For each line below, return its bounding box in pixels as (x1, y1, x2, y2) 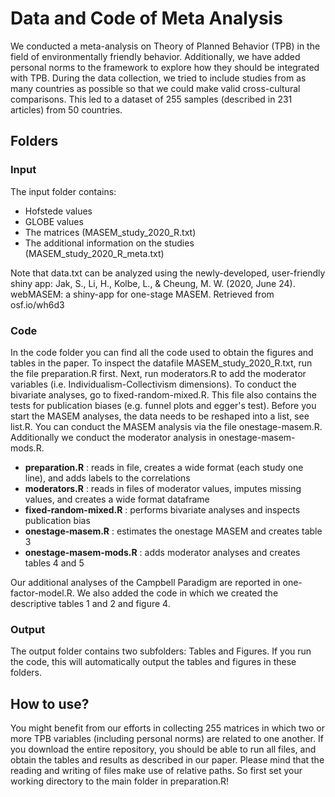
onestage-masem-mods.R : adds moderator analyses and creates (24, 546, 301, 558)
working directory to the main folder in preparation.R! (10, 775, 229, 787)
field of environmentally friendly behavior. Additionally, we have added (10, 50, 301, 62)
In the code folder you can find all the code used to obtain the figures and (10, 346, 314, 358)
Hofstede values (24, 205, 93, 217)
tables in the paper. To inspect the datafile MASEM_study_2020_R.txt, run (10, 357, 313, 369)
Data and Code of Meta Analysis (10, 7, 283, 30)
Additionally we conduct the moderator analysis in (10, 431, 217, 443)
